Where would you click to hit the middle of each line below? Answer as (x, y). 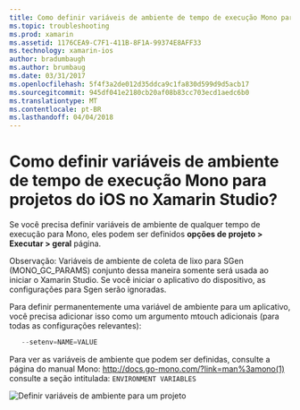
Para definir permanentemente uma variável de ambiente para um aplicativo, (150, 307)
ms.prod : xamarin (42, 34)
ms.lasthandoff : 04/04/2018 (62, 117)
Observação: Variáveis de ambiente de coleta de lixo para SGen (126, 261)
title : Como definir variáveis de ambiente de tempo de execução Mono (143, 17)
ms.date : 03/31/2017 (48, 76)
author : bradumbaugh (48, 59)
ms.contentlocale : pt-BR (55, 109)
